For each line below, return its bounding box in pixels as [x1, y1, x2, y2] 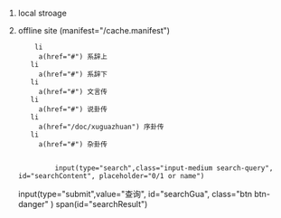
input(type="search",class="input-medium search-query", [54, 164, 274, 173]
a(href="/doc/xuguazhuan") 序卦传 [38, 122, 164, 131]
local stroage [17, 8, 68, 18]
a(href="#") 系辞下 [38, 70, 108, 79]
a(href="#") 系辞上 [38, 52, 108, 62]
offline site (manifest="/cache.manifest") [17, 25, 170, 35]
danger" [17, 199, 50, 209]
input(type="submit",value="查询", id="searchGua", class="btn [17, 189, 253, 199]
